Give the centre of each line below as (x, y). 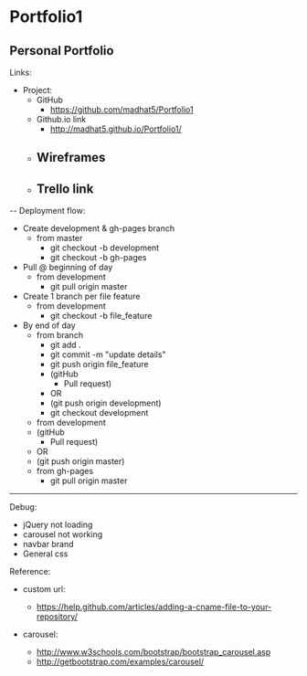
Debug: (23, 507)
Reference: (30, 572)
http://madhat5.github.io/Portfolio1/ (116, 129)
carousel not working (63, 534)
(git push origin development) (106, 403)
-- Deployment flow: (48, 211)
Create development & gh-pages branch (99, 228)
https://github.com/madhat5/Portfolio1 (122, 110)
